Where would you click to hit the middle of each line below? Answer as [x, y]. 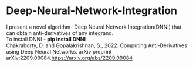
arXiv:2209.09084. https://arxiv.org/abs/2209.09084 [70, 58]
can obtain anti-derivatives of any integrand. [60, 33]
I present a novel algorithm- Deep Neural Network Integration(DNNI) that [94, 27]
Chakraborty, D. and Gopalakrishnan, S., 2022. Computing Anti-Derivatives [97, 45]
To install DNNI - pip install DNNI [46, 39]
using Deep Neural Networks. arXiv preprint [59, 51]
